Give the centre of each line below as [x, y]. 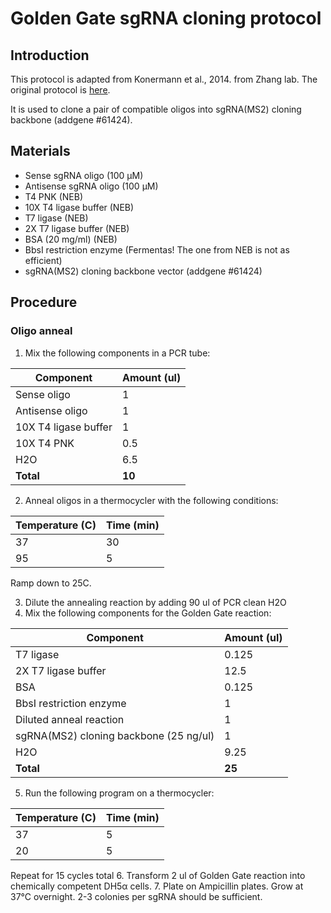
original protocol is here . [60, 90]
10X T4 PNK [45, 443]
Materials [40, 151]
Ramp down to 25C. [51, 583]
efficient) [43, 260]
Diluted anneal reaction [70, 719]
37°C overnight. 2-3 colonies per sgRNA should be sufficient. [136, 896]
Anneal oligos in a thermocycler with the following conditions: [151, 500]
